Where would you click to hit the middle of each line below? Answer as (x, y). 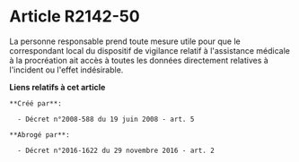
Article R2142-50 (75, 17)
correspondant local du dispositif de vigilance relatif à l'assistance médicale (149, 50)
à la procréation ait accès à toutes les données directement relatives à (139, 60)
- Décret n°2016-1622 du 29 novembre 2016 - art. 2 (116, 150)
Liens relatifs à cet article (57, 87)
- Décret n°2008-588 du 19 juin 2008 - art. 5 (106, 119)
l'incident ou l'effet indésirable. (66, 70)
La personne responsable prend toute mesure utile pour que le (125, 41)
